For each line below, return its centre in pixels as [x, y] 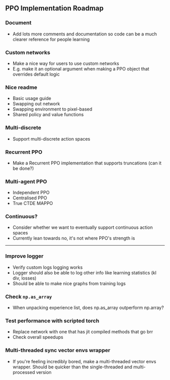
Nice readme [21, 87]
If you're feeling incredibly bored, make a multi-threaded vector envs [84, 361]
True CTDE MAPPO [33, 203]
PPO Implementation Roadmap [54, 8]
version [44, 372]
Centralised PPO [30, 198]
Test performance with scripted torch [52, 321]
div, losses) [25, 278]
